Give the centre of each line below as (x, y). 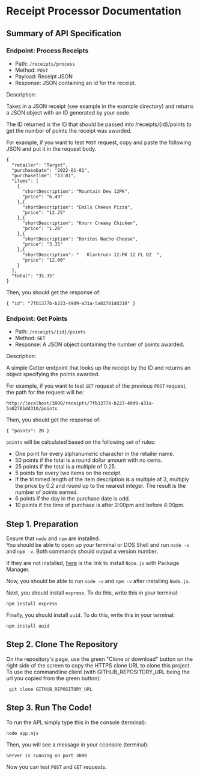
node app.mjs (23, 733)
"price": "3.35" (42, 244)
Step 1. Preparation (42, 524)
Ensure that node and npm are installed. (53, 538)
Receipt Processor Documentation (94, 11)
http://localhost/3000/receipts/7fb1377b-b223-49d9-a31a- (80, 403)
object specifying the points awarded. (53, 374)
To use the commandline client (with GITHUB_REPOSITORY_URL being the (98, 672)
